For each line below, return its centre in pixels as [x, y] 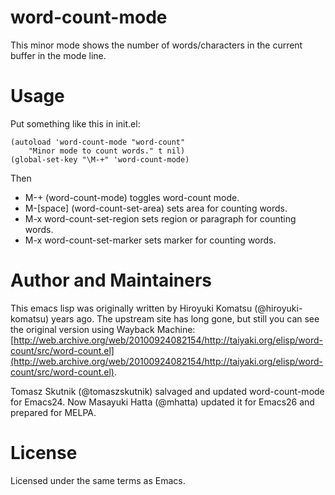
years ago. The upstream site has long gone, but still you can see [185, 318]
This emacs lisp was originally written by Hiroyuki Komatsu [131, 308]
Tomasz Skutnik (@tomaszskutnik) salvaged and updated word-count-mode [167, 391]
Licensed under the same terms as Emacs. [98, 480]
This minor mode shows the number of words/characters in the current [156, 45]
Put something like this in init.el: [75, 123]
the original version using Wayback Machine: [103, 329]
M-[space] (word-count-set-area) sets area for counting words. [156, 208]
